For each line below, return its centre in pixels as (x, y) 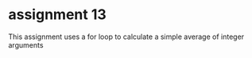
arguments (26, 44)
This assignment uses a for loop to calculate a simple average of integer (126, 37)
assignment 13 (58, 15)
